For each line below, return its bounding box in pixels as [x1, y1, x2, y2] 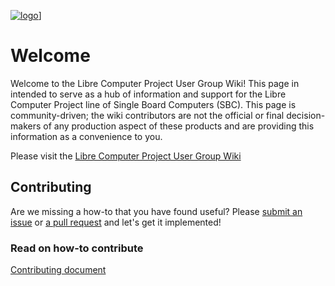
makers [10, 120, 42, 132]
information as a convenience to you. [10, 130, 163, 142]
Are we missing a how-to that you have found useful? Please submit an [10, 205, 303, 217]
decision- [286, 109, 326, 121]
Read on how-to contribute [10, 241, 144, 255]
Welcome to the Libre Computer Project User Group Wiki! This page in [10, 77, 300, 89]
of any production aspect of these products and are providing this [43, 120, 315, 132]
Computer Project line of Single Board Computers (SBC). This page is [10, 98, 297, 110]
